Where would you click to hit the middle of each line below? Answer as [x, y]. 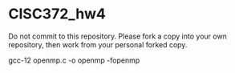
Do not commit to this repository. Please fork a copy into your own [118, 36]
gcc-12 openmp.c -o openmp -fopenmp [74, 60]
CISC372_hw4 [57, 14]
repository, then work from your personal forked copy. [98, 44]
